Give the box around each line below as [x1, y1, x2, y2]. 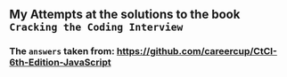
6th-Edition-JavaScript [9, 57, 111, 69]
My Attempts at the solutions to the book [9, 7, 241, 22]
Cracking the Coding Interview [9, 21, 184, 34]
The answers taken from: [9, 45, 115, 58]
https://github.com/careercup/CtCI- [116, 45, 278, 58]
